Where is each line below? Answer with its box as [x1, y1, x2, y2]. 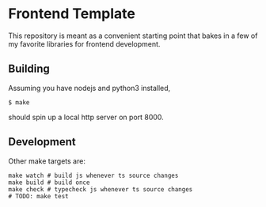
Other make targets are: [8, 156, 85, 166]
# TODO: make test [8, 192, 69, 200]
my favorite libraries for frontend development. [8, 39, 161, 48]
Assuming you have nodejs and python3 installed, [8, 83, 171, 92]
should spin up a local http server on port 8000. [8, 112, 164, 122]
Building [8, 62, 50, 76]
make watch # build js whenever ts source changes [8, 171, 179, 179]
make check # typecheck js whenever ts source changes [8, 185, 193, 194]
